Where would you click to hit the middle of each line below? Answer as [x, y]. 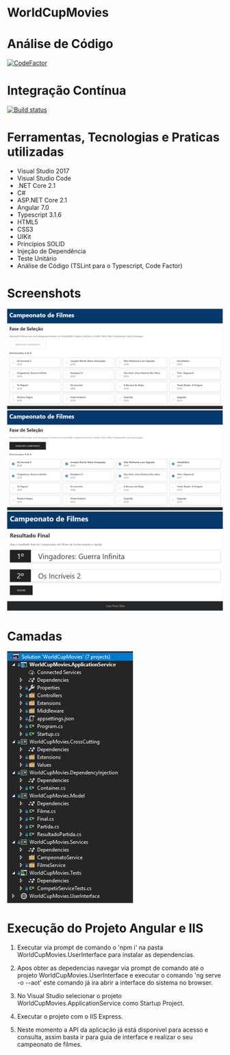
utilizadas [36, 152]
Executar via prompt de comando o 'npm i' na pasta [90, 947]
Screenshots [44, 294]
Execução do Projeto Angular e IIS [105, 928]
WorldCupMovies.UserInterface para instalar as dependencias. [106, 955]
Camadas [35, 636]
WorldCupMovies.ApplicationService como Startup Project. [101, 1004]
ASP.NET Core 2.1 [42, 200]
